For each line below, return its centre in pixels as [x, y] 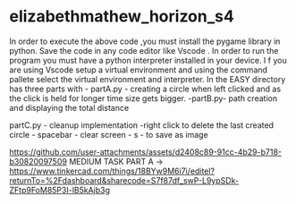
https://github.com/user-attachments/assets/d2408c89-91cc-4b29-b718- [145, 152]
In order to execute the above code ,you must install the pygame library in [145, 41]
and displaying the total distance [69, 107]
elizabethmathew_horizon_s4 [122, 17]
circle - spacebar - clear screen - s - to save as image [109, 134]
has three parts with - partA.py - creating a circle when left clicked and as [145, 89]
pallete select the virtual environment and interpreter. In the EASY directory [148, 79]
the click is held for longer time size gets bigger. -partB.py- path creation [144, 98]
